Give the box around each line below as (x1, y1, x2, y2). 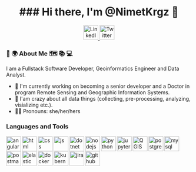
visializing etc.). (14, 101, 53, 108)
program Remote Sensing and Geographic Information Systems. (14, 89, 170, 96)
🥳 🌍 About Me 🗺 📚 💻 (6, 49, 73, 58)
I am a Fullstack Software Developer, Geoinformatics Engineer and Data (6, 65, 180, 72)
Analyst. (6, 71, 26, 78)
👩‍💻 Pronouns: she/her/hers (14, 108, 81, 115)
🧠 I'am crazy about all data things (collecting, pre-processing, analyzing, (14, 95, 191, 102)
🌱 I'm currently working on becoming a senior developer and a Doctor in (14, 82, 190, 90)
